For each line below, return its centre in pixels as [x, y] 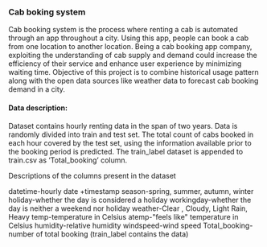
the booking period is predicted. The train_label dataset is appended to [126, 151]
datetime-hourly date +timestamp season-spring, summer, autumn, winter [131, 191]
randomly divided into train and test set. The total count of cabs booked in [131, 134]
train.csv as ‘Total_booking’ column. [68, 160]
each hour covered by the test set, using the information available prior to [130, 142]
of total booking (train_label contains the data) [112, 234]
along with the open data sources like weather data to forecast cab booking [133, 81]
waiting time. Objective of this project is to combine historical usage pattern [133, 72]
